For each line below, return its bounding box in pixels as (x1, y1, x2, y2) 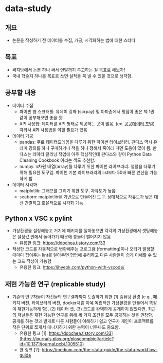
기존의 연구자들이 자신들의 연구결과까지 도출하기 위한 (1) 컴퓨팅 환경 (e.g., (12, 294, 152, 300)
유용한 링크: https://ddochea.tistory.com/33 (19, 240, 106, 246)
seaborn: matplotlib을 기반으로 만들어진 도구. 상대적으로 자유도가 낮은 (19, 193, 153, 200)
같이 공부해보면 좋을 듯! (19, 115, 64, 120)
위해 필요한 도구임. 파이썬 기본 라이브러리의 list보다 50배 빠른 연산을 (19, 169, 148, 175)
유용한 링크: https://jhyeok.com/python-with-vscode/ (19, 264, 125, 270)
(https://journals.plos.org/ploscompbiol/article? (19, 336, 114, 342)
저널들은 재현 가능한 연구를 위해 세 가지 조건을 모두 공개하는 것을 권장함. (17, 312, 154, 318)
